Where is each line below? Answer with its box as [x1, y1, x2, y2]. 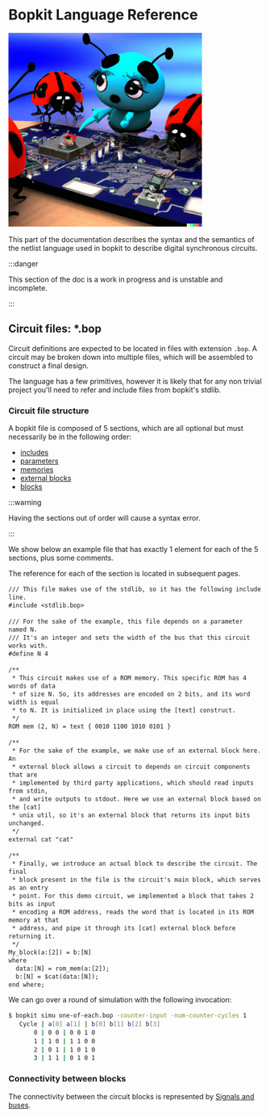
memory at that [8, 916, 60, 925]
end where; [8, 981, 45, 989]
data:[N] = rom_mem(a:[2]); [15, 964, 110, 973]
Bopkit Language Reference [8, 6, 198, 24]
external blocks [19, 474, 72, 483]
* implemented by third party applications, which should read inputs [11, 779, 254, 788]
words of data [8, 682, 56, 691]
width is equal [8, 698, 60, 707]
